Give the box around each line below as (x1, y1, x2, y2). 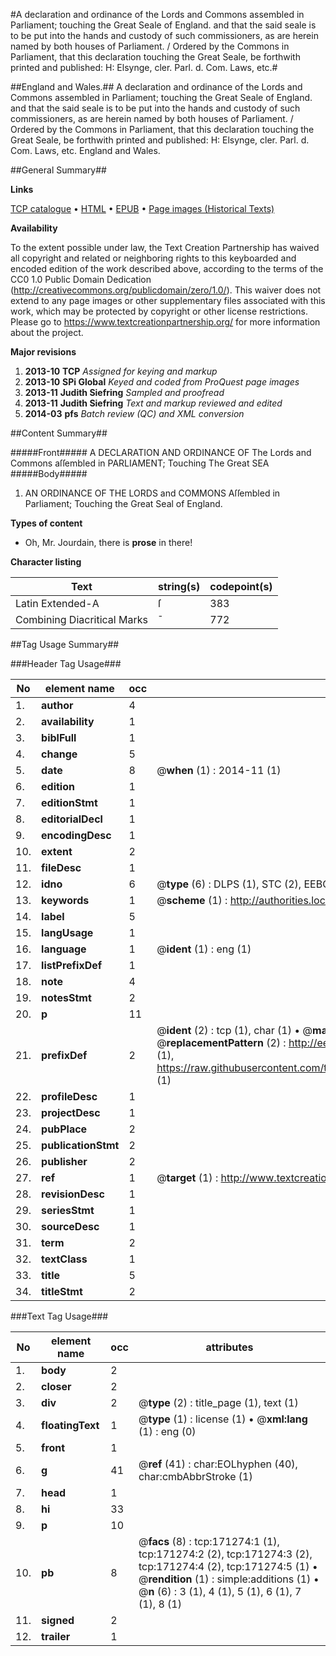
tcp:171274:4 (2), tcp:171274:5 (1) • (138, 1560, 318, 1573)
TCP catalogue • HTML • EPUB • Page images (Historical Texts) (10, 203, 275, 214)
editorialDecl (41, 812, 103, 826)
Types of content (10, 517, 83, 529)
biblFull (41, 731, 77, 744)
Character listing (10, 556, 82, 568)
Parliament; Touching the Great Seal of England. (24, 498, 223, 509)
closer (41, 1380, 72, 1393)
